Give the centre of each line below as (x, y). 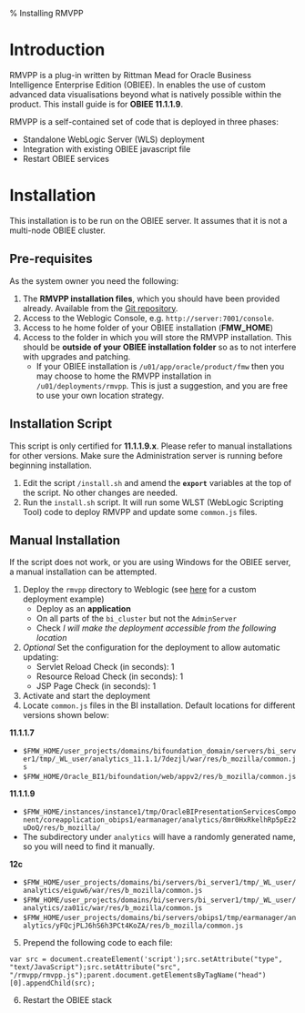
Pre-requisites (51, 259)
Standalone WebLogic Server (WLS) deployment (113, 139)
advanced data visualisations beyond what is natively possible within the (146, 94)
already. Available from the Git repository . (100, 308)
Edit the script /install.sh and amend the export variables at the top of (157, 482)
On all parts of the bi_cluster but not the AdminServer (137, 619)
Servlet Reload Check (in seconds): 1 (105, 667)
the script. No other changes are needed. (100, 492)
